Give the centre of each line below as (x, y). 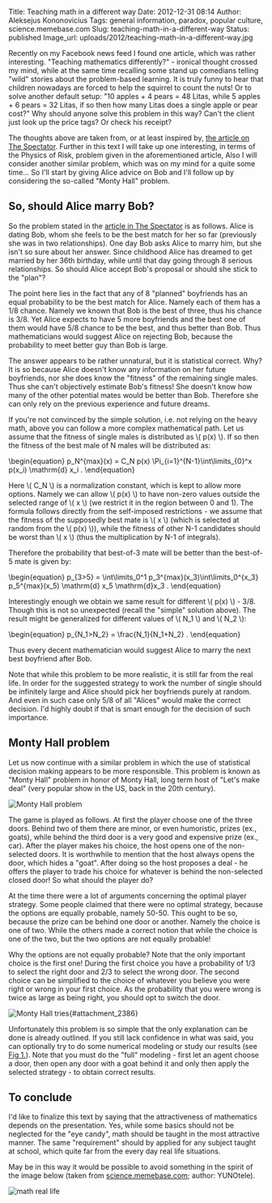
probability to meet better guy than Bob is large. (88, 345)
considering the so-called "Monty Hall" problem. (89, 181)
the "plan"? (27, 277)
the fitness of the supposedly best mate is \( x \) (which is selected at (124, 520)
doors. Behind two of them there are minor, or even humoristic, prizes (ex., (133, 828)
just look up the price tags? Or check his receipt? (90, 122)
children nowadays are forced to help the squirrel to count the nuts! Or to (130, 88)
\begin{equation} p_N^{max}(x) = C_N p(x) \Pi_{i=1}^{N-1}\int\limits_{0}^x (130, 460)
